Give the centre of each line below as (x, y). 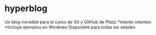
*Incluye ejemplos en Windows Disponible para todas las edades (70, 27)
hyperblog (26, 9)
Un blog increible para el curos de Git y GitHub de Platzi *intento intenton (78, 22)
